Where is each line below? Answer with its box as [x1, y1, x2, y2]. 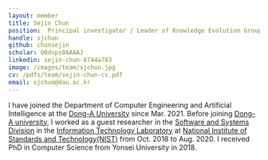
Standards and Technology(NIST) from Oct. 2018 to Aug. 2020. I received [8, 134, 250, 143]
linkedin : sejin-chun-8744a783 [8, 57, 112, 64]
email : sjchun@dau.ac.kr [8, 78, 91, 86]
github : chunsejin [8, 41, 69, 49]
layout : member [8, 11, 59, 20]
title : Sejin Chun [8, 19, 69, 27]
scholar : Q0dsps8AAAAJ [8, 49, 84, 57]
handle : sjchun [8, 33, 59, 42]
